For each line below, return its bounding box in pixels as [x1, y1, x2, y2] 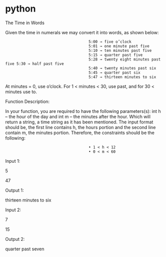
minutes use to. [5, 89, 37, 95]
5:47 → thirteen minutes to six [88, 74, 156, 80]
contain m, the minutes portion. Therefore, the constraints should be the [5, 130, 155, 136]
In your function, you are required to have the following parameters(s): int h [5, 108, 161, 114]
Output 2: [5, 236, 25, 242]
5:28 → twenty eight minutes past [88, 56, 161, 62]
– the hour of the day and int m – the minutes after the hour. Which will [5, 113, 151, 119]
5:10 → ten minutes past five [88, 48, 152, 53]
